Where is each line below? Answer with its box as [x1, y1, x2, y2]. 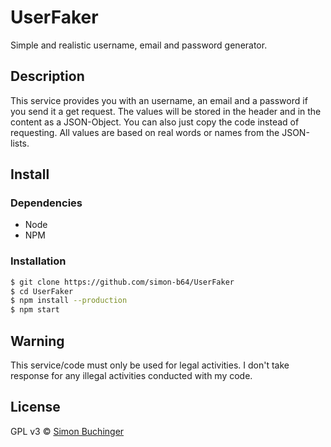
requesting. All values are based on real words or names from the [10, 126, 280, 138]
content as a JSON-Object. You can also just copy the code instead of [10, 116, 300, 128]
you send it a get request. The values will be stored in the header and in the [10, 105, 322, 117]
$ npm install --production [10, 296, 128, 306]
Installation [10, 254, 67, 268]
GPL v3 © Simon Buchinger [10, 425, 125, 437]
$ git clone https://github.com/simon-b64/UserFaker [10, 277, 235, 287]
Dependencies [10, 196, 83, 210]
